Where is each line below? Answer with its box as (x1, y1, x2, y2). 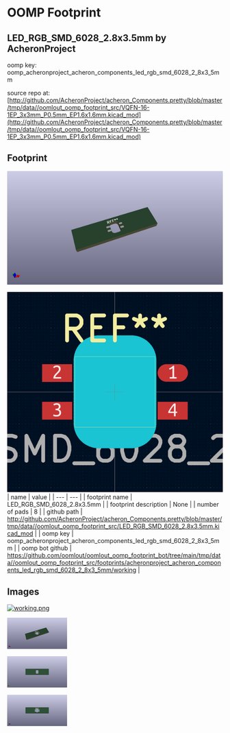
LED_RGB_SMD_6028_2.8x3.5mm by (7, 32, 166, 44)
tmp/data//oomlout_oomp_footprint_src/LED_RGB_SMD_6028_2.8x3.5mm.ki (7, 522, 220, 531)
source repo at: (7, 89, 50, 97)
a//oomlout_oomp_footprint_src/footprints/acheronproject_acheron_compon (7, 559, 221, 567)
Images (7, 586, 40, 597)
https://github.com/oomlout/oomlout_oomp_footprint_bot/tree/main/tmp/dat (7, 551, 221, 560)
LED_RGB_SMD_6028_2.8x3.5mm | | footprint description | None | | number (7, 501, 219, 509)
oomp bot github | (21, 544, 72, 553)
